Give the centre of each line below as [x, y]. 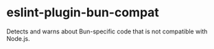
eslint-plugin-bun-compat [83, 13]
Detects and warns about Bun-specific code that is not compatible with [107, 31]
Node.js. [18, 38]
